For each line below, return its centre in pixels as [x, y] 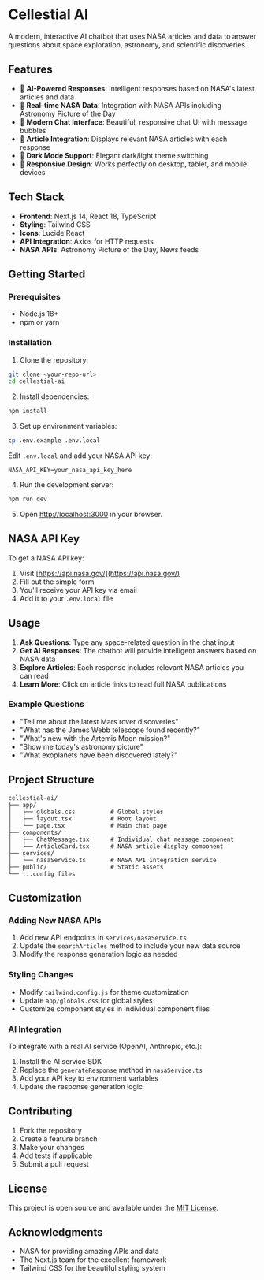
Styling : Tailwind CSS [55, 224]
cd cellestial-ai [37, 381]
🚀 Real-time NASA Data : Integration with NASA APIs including [121, 105]
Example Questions [46, 705]
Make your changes [52, 1147]
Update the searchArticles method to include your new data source [130, 946]
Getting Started [47, 274]
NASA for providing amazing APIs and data [89, 1252]
